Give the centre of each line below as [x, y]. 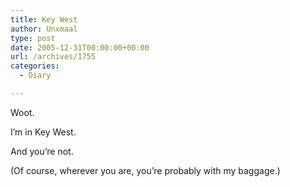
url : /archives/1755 [53, 57]
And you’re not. [42, 151]
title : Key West [44, 19]
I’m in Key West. [43, 132]
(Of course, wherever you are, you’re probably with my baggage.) [145, 170]
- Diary [35, 76]
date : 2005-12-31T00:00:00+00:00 [80, 47]
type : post [33, 38]
